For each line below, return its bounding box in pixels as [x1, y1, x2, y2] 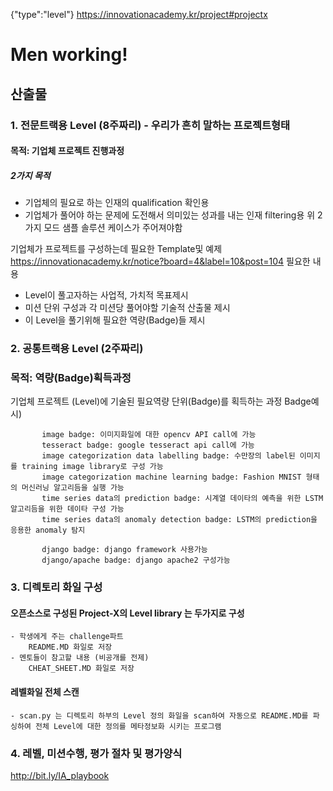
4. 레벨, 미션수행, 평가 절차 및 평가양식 [10, 746, 183, 760]
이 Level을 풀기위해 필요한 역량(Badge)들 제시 [24, 314, 206, 326]
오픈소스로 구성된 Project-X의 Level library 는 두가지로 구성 [10, 607, 245, 619]
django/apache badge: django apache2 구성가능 [41, 555, 231, 566]
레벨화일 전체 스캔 [10, 686, 80, 698]
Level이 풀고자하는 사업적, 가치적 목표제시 [24, 289, 189, 301]
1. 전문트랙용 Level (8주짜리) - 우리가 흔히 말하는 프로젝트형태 [10, 118, 291, 132]
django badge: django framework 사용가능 [41, 545, 208, 555]
